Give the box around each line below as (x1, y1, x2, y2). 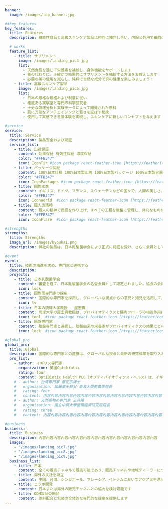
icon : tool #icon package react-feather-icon (18, 315, 117, 320)
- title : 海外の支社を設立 (14, 473, 64, 478)
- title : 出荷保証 (14, 147, 49, 152)
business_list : (9, 458, 41, 464)
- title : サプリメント (14, 53, 57, 58)
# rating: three (14, 408, 52, 413)
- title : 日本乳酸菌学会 (14, 277, 61, 282)
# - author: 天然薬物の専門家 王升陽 (14, 398, 84, 403)
